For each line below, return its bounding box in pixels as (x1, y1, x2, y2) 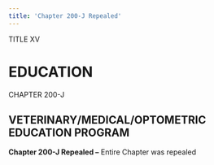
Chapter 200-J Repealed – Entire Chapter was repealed (8, 147, 197, 157)
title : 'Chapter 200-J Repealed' (8, 11, 122, 20)
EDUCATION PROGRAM (8, 125, 130, 139)
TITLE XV (8, 34, 41, 44)
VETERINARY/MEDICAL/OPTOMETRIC (8, 113, 207, 127)
